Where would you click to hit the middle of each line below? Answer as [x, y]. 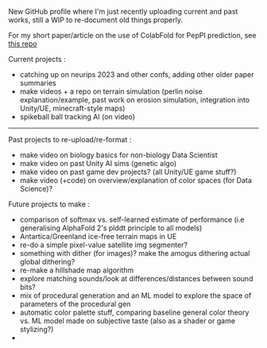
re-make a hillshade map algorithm [77, 270]
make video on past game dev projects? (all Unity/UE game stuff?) [128, 172]
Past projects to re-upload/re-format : [70, 139]
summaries [38, 83]
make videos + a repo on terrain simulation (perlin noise [111, 91]
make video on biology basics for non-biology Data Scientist [118, 155]
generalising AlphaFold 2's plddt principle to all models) [111, 228]
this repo [23, 44]
